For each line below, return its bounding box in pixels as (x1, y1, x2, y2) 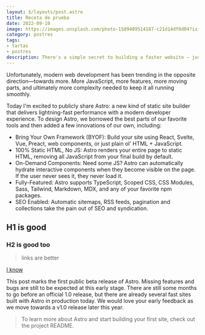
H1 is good (6, 222, 47, 233)
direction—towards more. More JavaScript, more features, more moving (6, 77, 187, 85)
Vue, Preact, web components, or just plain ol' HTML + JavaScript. (15, 139, 183, 147)
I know (6, 266, 23, 273)
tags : (6, 37, 20, 43)
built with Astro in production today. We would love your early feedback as (6, 297, 193, 305)
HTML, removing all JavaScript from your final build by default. (15, 153, 173, 160)
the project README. (21, 322, 74, 330)
